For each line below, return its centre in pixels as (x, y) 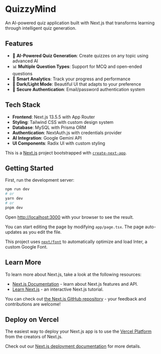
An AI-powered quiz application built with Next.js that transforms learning (80, 23)
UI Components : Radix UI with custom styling (59, 143)
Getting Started (29, 168)
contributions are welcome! (33, 304)
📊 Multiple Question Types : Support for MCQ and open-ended (77, 66)
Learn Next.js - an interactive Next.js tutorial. (58, 289)
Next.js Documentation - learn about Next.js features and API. (75, 284)
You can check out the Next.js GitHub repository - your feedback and (76, 299)
